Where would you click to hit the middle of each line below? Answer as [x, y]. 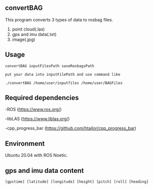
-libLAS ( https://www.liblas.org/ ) [37, 119]
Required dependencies [42, 98]
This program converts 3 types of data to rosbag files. [59, 19]
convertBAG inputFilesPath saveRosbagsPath [50, 66]
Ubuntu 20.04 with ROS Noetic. [36, 155]
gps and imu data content [44, 170]
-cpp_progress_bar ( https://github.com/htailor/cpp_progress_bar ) [71, 128]
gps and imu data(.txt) [34, 34]
